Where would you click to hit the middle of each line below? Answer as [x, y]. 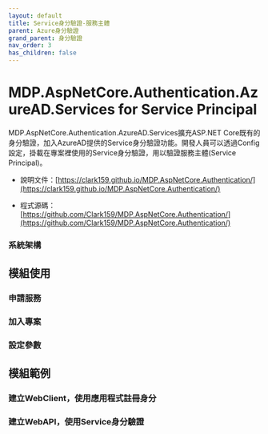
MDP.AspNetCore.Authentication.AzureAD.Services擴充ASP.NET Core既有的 [134, 132]
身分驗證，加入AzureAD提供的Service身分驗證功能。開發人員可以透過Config [134, 143]
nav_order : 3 [30, 46]
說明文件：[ [39, 179]
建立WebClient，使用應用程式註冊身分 [82, 399]
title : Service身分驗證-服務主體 [59, 23]
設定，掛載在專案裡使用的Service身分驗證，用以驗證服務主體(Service [122, 152]
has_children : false [43, 53]
